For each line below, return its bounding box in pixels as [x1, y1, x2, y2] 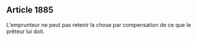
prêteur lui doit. [6, 28, 45, 35]
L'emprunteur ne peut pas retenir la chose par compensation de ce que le [6, 21, 191, 28]
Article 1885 [6, 5, 54, 15]
